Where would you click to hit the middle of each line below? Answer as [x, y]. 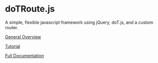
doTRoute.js [30, 9]
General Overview [23, 37]
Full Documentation [25, 55]
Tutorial [13, 46]
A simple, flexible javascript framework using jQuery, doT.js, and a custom [79, 22]
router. [12, 27]
